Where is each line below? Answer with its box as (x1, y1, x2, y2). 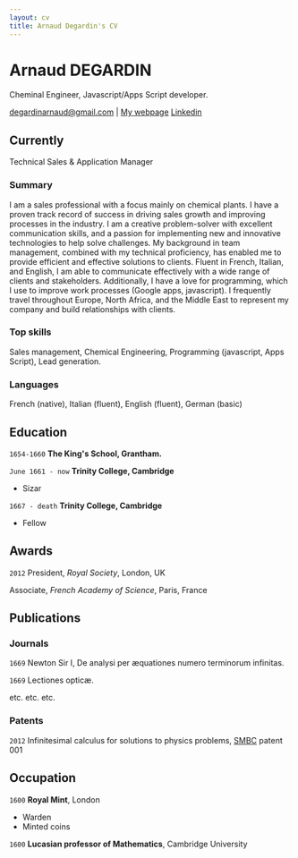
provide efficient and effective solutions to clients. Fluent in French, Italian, (9, 256, 285, 267)
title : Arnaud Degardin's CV (9, 21, 118, 30)
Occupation (9, 770, 76, 786)
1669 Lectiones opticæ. (9, 675, 94, 685)
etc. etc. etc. (9, 692, 55, 703)
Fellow (21, 517, 47, 528)
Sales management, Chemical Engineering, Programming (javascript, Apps (9, 346, 285, 357)
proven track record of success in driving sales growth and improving (9, 208, 266, 219)
